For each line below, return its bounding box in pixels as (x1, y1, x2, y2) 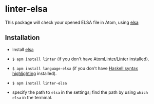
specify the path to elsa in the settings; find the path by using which (12, 89, 148, 95)
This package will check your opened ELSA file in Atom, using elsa (5, 19, 139, 25)
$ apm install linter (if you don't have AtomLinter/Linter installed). (12, 56, 150, 62)
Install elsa (12, 46, 34, 52)
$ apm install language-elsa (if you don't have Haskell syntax (12, 65, 138, 71)
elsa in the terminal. (12, 94, 53, 100)
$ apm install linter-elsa (12, 81, 67, 86)
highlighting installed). (12, 70, 57, 76)
